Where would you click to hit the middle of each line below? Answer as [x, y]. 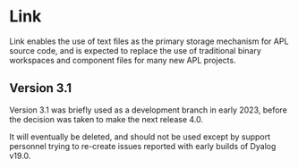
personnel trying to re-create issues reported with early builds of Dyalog [143, 146]
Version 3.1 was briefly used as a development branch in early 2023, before [149, 110]
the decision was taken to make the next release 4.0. [106, 119]
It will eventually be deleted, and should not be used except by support [140, 137]
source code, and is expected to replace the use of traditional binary [136, 50]
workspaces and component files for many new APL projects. [123, 60]
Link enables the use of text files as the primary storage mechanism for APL [149, 41]
